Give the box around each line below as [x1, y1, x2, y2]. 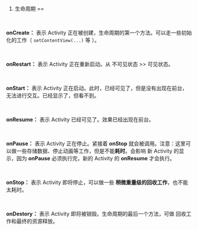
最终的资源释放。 [16, 218, 58, 225]
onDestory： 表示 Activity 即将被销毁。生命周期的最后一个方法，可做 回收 [6, 210, 186, 217]
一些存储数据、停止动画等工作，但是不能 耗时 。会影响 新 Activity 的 [16, 147, 179, 154]
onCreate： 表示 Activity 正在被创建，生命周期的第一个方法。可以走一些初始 [6, 29, 192, 36]
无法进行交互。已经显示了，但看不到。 [6, 92, 99, 99]
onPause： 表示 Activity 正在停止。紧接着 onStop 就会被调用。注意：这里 [6, 140, 186, 147]
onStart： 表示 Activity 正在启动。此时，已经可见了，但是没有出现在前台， [6, 85, 188, 92]
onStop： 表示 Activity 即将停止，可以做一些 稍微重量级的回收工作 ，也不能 [6, 179, 189, 186]
